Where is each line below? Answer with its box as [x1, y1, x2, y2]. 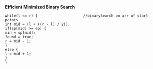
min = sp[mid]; [5, 30, 36, 35]
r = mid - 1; [5, 39, 31, 43]
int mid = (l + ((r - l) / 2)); [5, 22, 70, 27]
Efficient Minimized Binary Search [5, 4, 75, 10]
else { [5, 47, 18, 52]
